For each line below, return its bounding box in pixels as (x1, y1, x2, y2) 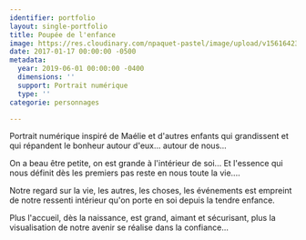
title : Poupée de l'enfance (9, 30, 117, 39)
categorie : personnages (9, 97, 100, 107)
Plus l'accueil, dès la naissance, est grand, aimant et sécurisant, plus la (9, 213, 276, 224)
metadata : (9, 55, 47, 65)
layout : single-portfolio (9, 22, 107, 31)
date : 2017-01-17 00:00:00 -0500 (9, 47, 137, 56)
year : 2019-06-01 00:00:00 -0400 (17, 65, 145, 74)
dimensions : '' (17, 73, 76, 82)
